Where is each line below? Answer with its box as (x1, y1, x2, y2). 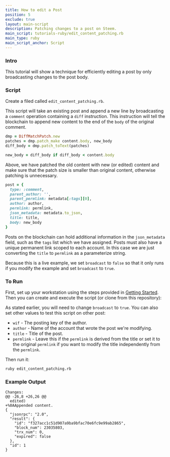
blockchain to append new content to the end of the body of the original (5, 119, 154, 125)
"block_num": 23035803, (14, 425, 65, 431)
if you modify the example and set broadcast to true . (5, 265, 115, 271)
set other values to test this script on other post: (5, 310, 106, 316)
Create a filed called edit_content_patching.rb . (5, 98, 105, 104)
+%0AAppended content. (5, 403, 53, 408)
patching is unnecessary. (5, 172, 58, 178)
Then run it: (5, 356, 29, 362)
